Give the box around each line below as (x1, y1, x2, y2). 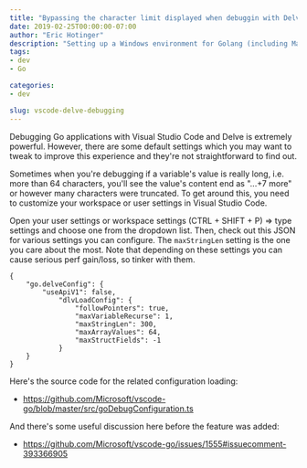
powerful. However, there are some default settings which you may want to (9, 141, 292, 152)
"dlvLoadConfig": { (58, 295, 132, 304)
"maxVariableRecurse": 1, (74, 312, 174, 321)
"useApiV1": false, (42, 287, 117, 297)
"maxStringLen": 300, (74, 319, 157, 329)
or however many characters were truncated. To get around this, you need (9, 187, 290, 198)
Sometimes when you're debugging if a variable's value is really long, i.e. (9, 168, 285, 179)
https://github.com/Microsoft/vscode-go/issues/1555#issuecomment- (22, 438, 287, 449)
